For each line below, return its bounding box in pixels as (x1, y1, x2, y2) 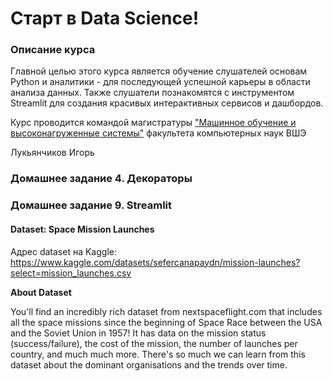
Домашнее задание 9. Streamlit (10, 198, 173, 212)
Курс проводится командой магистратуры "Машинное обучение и (10, 117, 297, 129)
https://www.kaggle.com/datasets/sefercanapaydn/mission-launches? (10, 256, 301, 268)
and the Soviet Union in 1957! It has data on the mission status (10, 327, 267, 339)
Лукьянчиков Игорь (10, 147, 95, 159)
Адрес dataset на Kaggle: (10, 245, 117, 257)
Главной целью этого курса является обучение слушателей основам (10, 65, 308, 77)
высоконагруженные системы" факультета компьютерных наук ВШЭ (10, 127, 307, 139)
